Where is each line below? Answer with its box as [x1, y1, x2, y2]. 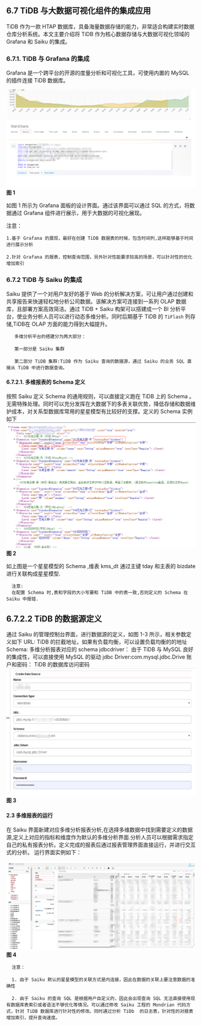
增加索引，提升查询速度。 [6, 1015, 60, 1021]
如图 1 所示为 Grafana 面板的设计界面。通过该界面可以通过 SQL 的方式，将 [6, 201, 190, 209]
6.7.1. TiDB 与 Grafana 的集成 [6, 54, 90, 63]
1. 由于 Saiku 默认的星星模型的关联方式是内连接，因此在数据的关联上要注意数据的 [11, 977, 191, 983]
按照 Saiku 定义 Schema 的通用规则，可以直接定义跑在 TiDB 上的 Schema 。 [6, 393, 195, 400]
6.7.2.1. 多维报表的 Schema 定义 [6, 378, 85, 386]
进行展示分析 [6, 242, 34, 248]
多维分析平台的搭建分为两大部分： [14, 334, 86, 340]
